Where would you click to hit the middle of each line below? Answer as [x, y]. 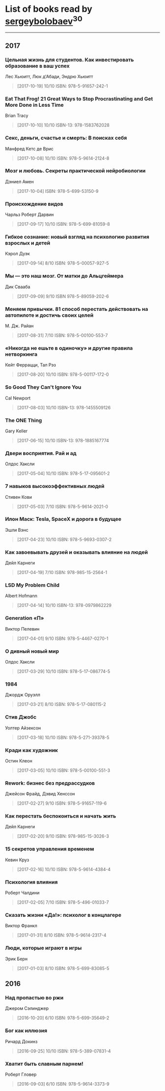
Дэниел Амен [19, 182]
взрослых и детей [28, 243]
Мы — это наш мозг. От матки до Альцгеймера [64, 276]
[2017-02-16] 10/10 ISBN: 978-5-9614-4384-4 [64, 869]
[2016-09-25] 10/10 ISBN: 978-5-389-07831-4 [64, 1051]
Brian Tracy [17, 116]
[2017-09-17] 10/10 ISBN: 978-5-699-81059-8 [64, 224]
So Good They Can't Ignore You [43, 387]
